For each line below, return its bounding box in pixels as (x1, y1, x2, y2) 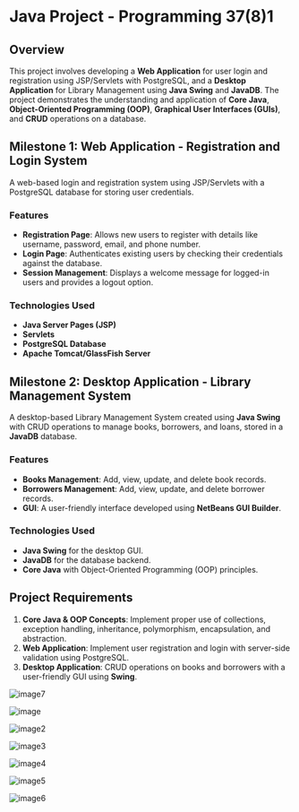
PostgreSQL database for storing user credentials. (9, 186, 194, 197)
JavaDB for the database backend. (21, 554, 151, 566)
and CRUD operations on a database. (9, 114, 147, 124)
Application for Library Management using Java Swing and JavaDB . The (9, 85, 279, 95)
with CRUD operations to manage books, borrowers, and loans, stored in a (9, 421, 284, 432)
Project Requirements (9, 590, 133, 606)
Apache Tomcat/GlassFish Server (21, 348, 151, 359)
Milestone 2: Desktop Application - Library (9, 374, 252, 389)
